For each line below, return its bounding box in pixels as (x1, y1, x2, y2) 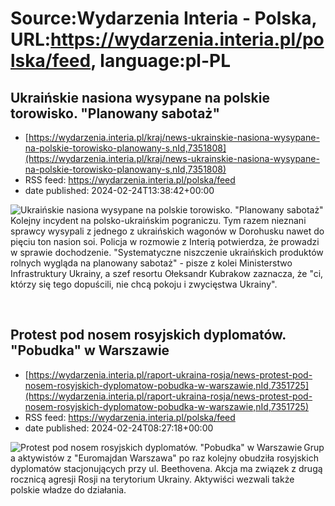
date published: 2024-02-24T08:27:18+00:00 (24, 422, 214, 434)
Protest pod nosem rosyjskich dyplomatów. (10, 327, 287, 344)
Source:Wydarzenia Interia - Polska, (10, 7, 317, 30)
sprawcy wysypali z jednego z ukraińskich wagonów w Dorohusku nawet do (10, 225, 325, 237)
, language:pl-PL (90, 50, 231, 72)
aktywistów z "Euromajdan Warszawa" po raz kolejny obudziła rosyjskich (17, 452, 319, 464)
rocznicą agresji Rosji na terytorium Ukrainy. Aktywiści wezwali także (10, 473, 295, 485)
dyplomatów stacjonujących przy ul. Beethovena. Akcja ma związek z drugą (10, 462, 323, 474)
